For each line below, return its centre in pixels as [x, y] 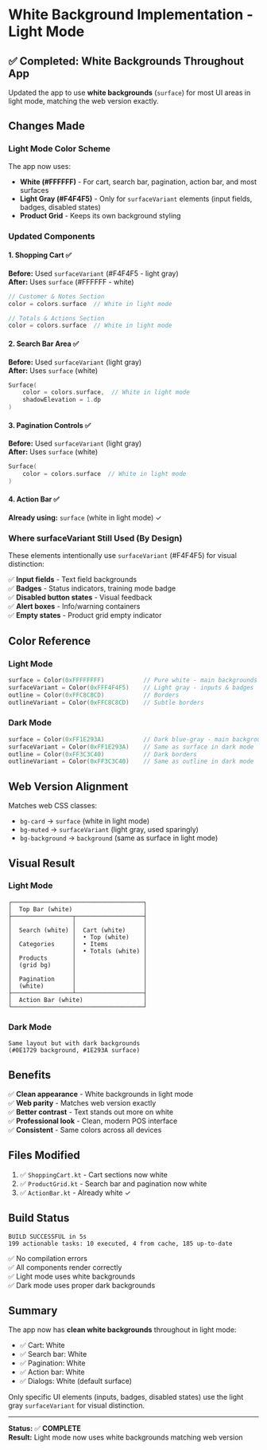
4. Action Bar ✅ [34, 499]
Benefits [30, 1075]
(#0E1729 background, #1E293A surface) [74, 1051]
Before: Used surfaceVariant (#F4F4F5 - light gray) [93, 273]
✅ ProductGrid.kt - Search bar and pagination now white [113, 1183]
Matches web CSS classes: [53, 806]
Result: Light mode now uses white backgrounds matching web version [126, 1437]
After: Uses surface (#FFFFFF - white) [71, 281]
